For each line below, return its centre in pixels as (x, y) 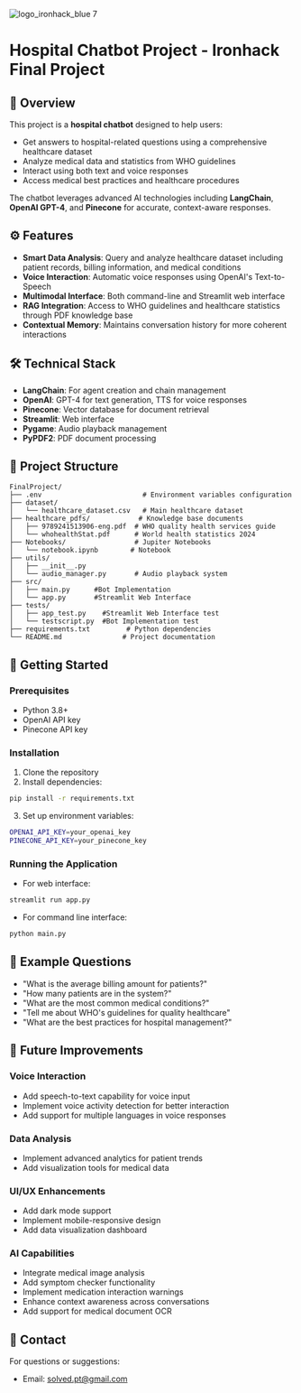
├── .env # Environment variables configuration (151, 495)
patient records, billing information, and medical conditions (132, 267)
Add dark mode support (67, 1211)
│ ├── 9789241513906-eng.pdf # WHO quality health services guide (143, 527)
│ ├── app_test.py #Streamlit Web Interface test (114, 614)
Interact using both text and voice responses (105, 171)
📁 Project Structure (64, 466)
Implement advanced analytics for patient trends (112, 1158)
